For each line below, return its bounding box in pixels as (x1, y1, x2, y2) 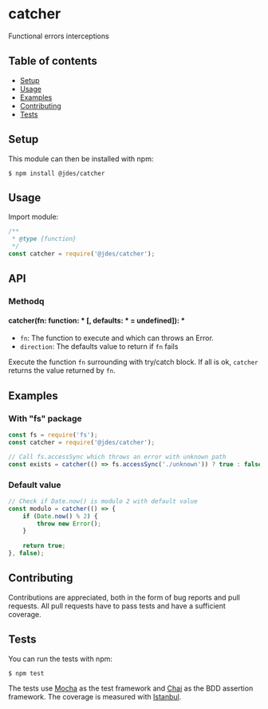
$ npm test (8, 669, 45, 677)
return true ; (22, 542, 66, 550)
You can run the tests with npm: (8, 654, 113, 663)
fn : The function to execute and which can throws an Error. (19, 333, 214, 343)
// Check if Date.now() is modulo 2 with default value (8, 497, 198, 505)
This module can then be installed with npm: (8, 153, 154, 164)
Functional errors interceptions (8, 31, 109, 41)
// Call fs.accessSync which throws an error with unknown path (8, 453, 227, 461)
